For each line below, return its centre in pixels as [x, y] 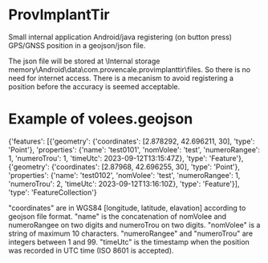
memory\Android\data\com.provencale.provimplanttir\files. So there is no [130, 69]
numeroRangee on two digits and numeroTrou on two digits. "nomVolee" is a [134, 225]
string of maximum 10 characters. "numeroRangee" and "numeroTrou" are [131, 233]
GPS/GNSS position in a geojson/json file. [77, 45]
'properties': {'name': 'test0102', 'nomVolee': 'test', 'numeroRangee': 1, [124, 175]
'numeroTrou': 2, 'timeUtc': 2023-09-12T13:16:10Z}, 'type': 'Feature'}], [124, 184]
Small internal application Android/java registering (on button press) [120, 37]
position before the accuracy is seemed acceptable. [94, 87]
